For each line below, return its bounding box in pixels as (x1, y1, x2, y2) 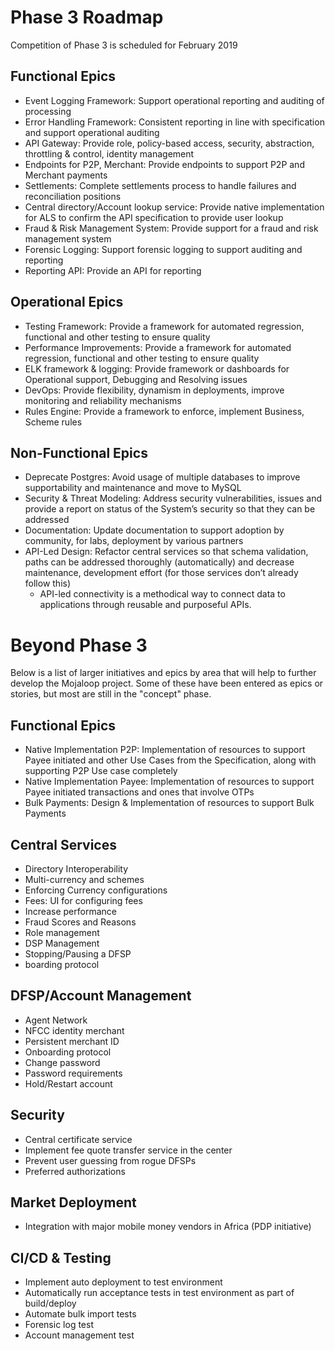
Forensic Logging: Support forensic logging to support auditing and (24, 243, 303, 255)
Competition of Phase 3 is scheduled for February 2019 (10, 39, 238, 51)
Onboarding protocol (24, 1046, 112, 1058)
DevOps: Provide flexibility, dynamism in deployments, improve (24, 384, 285, 396)
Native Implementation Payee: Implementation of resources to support (24, 776, 315, 788)
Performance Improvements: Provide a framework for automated (24, 341, 292, 353)
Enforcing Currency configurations (24, 884, 168, 896)
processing (24, 105, 72, 117)
